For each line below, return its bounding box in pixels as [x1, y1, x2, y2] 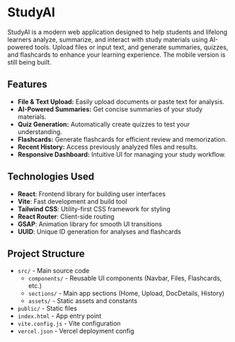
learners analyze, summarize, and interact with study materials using [7, 35, 208, 43]
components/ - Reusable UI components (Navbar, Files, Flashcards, [28, 274, 222, 282]
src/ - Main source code [17, 267, 90, 275]
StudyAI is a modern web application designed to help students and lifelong [7, 28, 228, 36]
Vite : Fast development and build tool [17, 197, 127, 206]
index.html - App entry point [17, 311, 101, 320]
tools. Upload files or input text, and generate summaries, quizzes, [34, 43, 229, 51]
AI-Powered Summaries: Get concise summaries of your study [17, 104, 203, 114]
